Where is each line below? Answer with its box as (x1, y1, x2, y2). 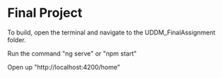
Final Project (7, 5, 83, 21)
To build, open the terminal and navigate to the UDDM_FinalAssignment (7, 28, 216, 37)
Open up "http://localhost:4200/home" (7, 63, 120, 71)
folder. (7, 35, 26, 44)
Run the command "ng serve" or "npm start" (7, 49, 137, 58)
